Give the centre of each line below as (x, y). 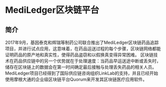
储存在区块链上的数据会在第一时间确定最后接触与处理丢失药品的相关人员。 (81, 67)
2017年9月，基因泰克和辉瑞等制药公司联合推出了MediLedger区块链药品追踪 (82, 43)
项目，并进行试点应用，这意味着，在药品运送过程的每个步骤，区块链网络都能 (83, 49)
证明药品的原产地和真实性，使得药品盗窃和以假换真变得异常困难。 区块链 (79, 55)
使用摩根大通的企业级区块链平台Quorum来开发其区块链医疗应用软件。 (76, 79)
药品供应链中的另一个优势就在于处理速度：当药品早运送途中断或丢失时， (87, 61)
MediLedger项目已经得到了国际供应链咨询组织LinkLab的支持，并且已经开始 (82, 73)
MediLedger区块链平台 (52, 10)
